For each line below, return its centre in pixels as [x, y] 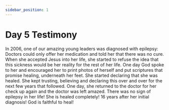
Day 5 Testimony [41, 34]
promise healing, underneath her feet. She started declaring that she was [81, 75]
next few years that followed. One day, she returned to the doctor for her [81, 86]
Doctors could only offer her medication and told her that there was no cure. [85, 54]
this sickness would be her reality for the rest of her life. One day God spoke [85, 65]
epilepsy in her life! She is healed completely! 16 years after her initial [77, 96]
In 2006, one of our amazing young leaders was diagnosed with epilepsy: [82, 49]
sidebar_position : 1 [27, 10]
